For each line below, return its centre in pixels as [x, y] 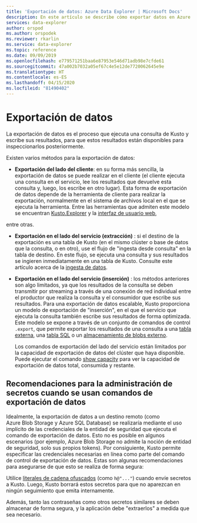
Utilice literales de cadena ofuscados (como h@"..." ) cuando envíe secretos [98, 478]
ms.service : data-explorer [39, 45]
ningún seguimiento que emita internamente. [60, 491]
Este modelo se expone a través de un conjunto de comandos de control [102, 323]
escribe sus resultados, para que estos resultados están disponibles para [95, 140]
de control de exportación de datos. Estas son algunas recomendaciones [95, 460]
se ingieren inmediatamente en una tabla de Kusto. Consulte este [94, 261]
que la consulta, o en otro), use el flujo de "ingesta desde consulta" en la [103, 248]
